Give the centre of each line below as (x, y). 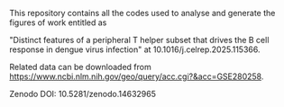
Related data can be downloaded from (80, 67)
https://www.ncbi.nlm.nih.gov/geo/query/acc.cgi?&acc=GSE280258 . (137, 76)
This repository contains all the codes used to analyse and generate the (142, 13)
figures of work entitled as (58, 22)
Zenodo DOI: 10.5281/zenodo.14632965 (82, 94)
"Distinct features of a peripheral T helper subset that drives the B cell (139, 40)
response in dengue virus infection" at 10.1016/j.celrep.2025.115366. (135, 49)
